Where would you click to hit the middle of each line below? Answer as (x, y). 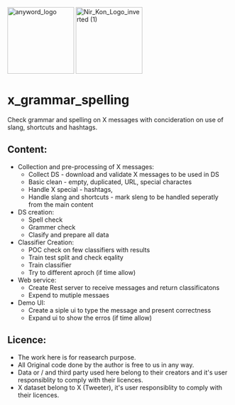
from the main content (61, 204)
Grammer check (52, 227)
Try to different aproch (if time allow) (82, 272)
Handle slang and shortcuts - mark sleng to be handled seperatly (123, 197)
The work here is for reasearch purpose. (77, 357)
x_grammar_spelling (69, 100)
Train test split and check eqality (76, 257)
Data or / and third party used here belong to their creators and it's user (122, 372)
